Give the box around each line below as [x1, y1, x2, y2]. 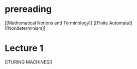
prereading [5, 3, 52, 15]
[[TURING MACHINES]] [5, 59, 53, 65]
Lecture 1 [5, 43, 44, 54]
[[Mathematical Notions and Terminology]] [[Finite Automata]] [5, 20, 132, 26]
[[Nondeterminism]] [5, 25, 46, 31]
